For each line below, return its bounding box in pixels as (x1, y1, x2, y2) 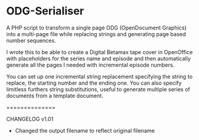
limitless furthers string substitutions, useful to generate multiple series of (6, 85, 191, 93)
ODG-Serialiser (6, 4, 85, 18)
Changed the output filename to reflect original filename (15, 127, 155, 134)
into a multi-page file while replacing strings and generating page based (6, 30, 186, 37)
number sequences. (6, 37, 56, 44)
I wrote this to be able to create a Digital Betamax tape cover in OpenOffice (6, 48, 193, 55)
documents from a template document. (6, 92, 104, 99)
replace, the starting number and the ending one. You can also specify (6, 79, 182, 87)
